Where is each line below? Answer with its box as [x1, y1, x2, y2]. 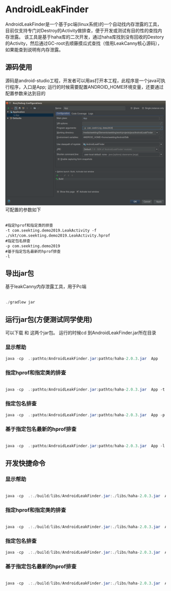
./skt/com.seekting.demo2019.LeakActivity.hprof [5, 233, 110, 238]
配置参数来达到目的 [5, 90, 46, 96]
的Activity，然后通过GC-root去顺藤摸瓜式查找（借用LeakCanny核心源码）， [5, 40, 162, 46]
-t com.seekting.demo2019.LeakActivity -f [5, 228, 97, 233]
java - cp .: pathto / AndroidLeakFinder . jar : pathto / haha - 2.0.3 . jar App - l [5, 444, 165, 449]
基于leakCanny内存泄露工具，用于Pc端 [5, 284, 87, 290]
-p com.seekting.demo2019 [5, 243, 60, 248]
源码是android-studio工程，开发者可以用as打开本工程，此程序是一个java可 [5, 78, 161, 84]
